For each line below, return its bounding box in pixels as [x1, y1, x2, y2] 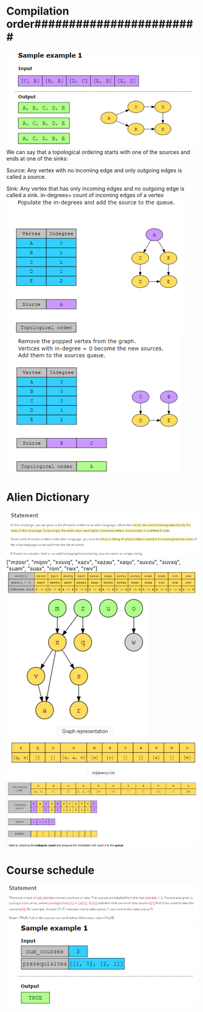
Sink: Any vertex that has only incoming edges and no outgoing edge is [6, 185, 185, 192]
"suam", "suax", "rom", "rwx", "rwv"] [6, 565, 98, 572]
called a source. [6, 173, 47, 181]
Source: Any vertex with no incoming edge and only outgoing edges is [6, 167, 182, 174]
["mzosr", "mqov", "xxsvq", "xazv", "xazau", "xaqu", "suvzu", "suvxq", [6, 558, 181, 565]
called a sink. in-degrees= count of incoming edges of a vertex [6, 192, 164, 199]
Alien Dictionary [6, 490, 90, 504]
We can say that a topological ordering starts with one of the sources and [6, 148, 190, 156]
